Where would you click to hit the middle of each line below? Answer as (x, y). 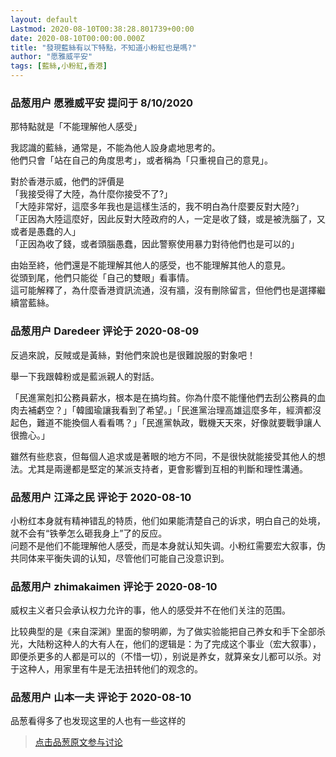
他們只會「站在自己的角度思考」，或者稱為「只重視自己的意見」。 (141, 160)
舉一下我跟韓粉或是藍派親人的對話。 (85, 376)
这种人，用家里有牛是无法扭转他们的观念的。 (110, 669)
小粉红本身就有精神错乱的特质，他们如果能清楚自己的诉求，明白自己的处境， (168, 520)
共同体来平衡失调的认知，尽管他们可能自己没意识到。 (120, 558)
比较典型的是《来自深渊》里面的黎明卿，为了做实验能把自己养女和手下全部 (163, 632)
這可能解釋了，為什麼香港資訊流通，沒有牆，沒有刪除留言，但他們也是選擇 (163, 290)
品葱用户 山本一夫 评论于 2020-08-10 (101, 698)
